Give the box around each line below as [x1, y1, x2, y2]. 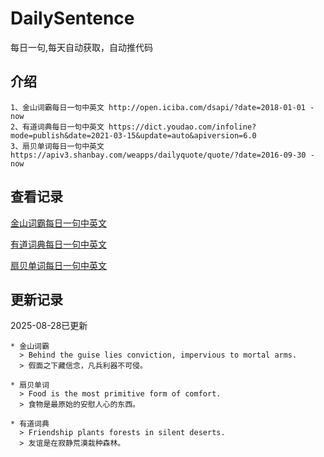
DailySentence [10, 7, 135, 30]
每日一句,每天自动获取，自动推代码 [10, 41, 154, 53]
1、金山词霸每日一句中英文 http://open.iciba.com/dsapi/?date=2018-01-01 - [10, 102, 315, 112]
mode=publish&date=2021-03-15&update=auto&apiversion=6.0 [10, 130, 257, 141]
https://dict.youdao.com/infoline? [108, 122, 257, 132]
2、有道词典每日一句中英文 [10, 122, 105, 132]
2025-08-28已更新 [10, 320, 88, 332]
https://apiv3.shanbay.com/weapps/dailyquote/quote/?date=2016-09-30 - [10, 150, 315, 160]
